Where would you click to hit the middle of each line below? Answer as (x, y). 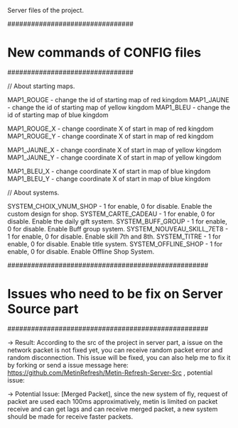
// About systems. (33, 192)
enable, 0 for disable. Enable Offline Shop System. (81, 251)
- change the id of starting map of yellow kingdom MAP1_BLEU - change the (119, 107)
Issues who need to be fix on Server (115, 294)
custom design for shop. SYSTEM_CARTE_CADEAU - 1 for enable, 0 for (111, 214)
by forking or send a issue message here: (68, 365)
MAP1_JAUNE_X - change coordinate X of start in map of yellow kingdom (114, 150)
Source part (43, 309)
